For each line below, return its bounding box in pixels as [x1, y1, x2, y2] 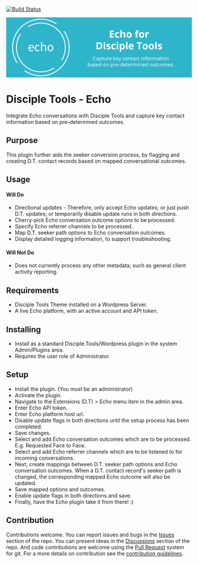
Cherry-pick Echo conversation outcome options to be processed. [14, 217, 176, 224]
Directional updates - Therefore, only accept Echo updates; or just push [14, 204, 190, 211]
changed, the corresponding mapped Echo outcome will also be [14, 473, 171, 480]
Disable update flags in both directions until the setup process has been [14, 417, 190, 424]
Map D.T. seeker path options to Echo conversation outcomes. [14, 229, 166, 236]
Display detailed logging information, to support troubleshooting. [14, 235, 172, 243]
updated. [14, 479, 37, 486]
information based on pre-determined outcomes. [6, 118, 125, 125]
